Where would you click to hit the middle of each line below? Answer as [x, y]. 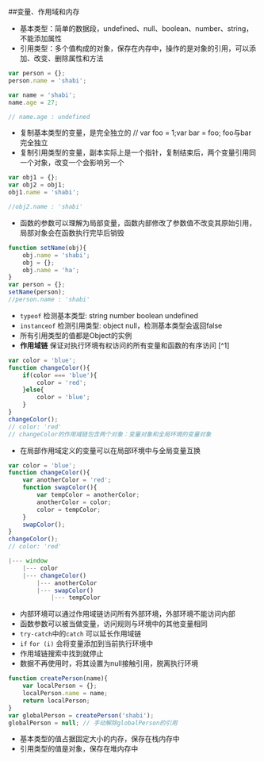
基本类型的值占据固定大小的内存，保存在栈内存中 [99, 739]
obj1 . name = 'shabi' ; [44, 193]
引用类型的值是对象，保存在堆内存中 [79, 749]
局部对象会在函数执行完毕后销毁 [72, 233]
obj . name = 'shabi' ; [56, 255]
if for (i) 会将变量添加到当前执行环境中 [86, 644]
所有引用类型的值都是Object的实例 [76, 335]
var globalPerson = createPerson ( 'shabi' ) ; [81, 715]
